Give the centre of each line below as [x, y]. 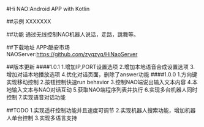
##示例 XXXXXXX [29, 21]
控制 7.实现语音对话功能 [36, 97]
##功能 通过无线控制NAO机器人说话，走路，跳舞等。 [73, 34]
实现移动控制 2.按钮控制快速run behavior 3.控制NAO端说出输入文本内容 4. [100, 82]
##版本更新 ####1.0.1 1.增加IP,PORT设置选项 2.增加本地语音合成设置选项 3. [100, 67]
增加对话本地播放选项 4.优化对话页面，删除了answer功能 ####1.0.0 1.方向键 [102, 74]
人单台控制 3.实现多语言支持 [42, 118]
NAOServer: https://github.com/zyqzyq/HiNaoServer [72, 54]
